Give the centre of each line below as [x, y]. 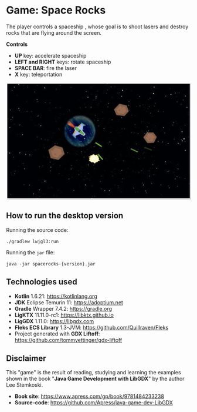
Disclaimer [26, 358]
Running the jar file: [30, 252]
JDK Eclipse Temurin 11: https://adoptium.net [69, 302]
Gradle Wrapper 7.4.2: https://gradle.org [63, 308]
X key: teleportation [38, 74]
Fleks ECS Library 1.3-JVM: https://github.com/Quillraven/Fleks [91, 327]
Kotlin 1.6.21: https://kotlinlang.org [56, 296]
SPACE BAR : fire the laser [46, 68]
